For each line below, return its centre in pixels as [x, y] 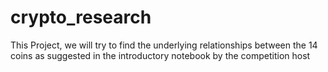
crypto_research [81, 17]
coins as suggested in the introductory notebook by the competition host [160, 55]
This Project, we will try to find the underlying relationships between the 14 [164, 45]
